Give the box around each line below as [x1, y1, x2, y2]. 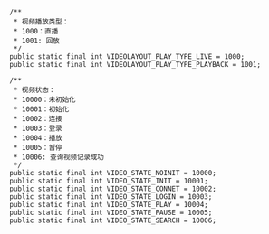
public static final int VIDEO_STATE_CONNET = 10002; [9, 184, 217, 193]
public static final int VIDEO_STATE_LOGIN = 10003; [9, 192, 213, 201]
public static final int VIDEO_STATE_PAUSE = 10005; [9, 208, 213, 217]
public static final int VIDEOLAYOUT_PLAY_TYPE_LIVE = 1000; [9, 52, 245, 61]
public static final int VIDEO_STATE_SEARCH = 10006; [9, 216, 217, 225]
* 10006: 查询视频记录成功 [13, 153, 104, 162]
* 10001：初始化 [13, 105, 70, 114]
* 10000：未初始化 [13, 95, 76, 104]
